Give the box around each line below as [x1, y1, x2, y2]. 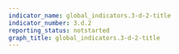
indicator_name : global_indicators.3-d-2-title [8, 11, 172, 20]
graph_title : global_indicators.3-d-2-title [8, 33, 160, 42]
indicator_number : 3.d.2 [8, 19, 92, 27]
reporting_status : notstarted [8, 26, 110, 34]
